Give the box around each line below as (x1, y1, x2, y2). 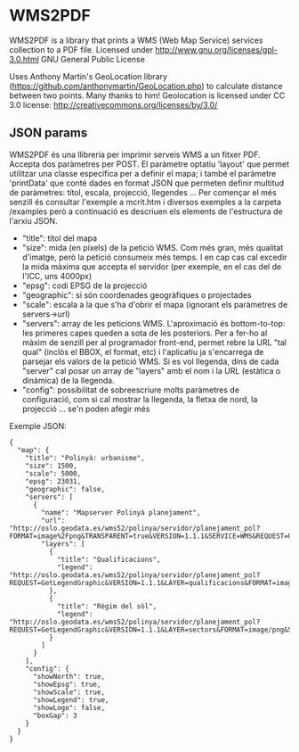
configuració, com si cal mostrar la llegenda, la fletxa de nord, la (21, 393, 258, 404)
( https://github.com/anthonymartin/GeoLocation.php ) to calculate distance (9, 80, 283, 91)
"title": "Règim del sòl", (56, 601, 158, 611)
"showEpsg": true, (32, 680, 101, 689)
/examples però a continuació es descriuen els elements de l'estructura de (9, 206, 283, 217)
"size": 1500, (25, 461, 77, 470)
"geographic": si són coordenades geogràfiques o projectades (21, 289, 252, 300)
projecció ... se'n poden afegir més (21, 403, 150, 414)
